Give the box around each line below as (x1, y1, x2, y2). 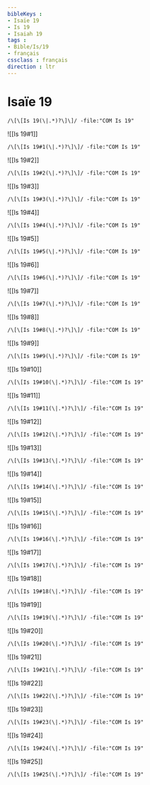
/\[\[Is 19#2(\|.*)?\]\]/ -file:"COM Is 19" (7, 169, 141, 177)
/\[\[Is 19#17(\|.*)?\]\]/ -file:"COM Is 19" (7, 562, 144, 569)
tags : (7, 37, 27, 44)
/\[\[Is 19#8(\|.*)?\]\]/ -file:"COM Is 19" (7, 326, 141, 333)
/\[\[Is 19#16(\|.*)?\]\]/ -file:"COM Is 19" (7, 535, 144, 542)
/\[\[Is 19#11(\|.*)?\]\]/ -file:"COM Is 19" (7, 405, 144, 412)
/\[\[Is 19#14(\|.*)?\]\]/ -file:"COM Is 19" (7, 483, 144, 490)
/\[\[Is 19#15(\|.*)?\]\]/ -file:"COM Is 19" (7, 509, 144, 516)
